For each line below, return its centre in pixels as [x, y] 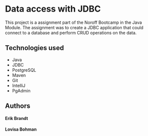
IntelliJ [19, 85]
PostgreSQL [24, 70]
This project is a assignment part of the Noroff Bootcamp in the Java [74, 22]
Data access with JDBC [53, 9]
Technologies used [34, 48]
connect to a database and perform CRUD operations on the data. [71, 33]
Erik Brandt [16, 118]
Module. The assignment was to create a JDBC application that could [74, 27]
